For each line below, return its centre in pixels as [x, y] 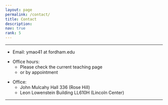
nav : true [15, 28]
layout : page [19, 10]
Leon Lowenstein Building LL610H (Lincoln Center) [72, 92]
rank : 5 [13, 33]
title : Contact [21, 19]
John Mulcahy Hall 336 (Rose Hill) [55, 87]
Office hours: [26, 61]
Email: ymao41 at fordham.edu [43, 52]
